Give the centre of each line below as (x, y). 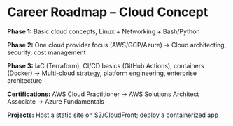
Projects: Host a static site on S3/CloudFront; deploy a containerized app (113, 115)
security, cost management (47, 52)
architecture (25, 80)
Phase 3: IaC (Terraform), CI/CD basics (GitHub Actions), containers (106, 65)
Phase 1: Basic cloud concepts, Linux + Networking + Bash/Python (104, 31)
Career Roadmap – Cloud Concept (108, 12)
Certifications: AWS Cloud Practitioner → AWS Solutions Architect (103, 94)
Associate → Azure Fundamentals (56, 101)
